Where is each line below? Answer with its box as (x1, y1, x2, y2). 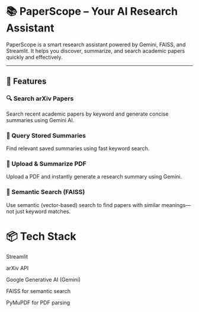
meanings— (161, 201, 191, 208)
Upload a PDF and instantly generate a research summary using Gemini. (6, 173, 182, 180)
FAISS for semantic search (6, 288, 71, 295)
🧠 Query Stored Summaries (6, 131, 86, 139)
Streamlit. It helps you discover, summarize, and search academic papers (6, 47, 185, 54)
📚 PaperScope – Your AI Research (6, 5, 178, 18)
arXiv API (6, 265, 29, 272)
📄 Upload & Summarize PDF (6, 160, 87, 168)
